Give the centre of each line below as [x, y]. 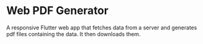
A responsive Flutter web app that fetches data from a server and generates [101, 28]
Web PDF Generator [57, 11]
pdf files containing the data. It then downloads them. [73, 34]
